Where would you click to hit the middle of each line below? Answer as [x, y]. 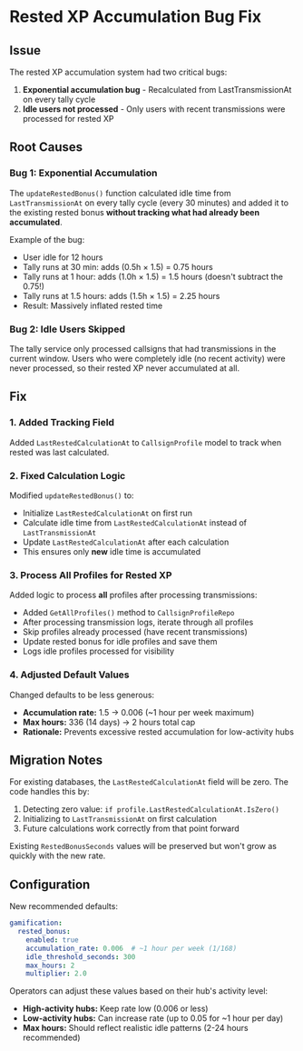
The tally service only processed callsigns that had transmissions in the [143, 348]
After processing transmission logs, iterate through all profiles [138, 622]
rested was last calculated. [59, 452]
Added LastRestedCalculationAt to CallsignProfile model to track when [146, 442]
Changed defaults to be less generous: [82, 695]
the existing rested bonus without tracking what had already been [135, 212]
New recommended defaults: [64, 906]
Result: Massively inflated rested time [93, 305]
